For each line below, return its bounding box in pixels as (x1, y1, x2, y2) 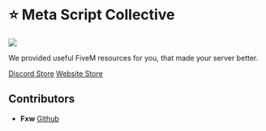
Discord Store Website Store (8, 69, 103, 78)
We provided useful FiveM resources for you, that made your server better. (8, 53, 259, 62)
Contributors (8, 92, 75, 106)
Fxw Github (19, 113, 59, 123)
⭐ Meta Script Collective (8, 6, 175, 24)
